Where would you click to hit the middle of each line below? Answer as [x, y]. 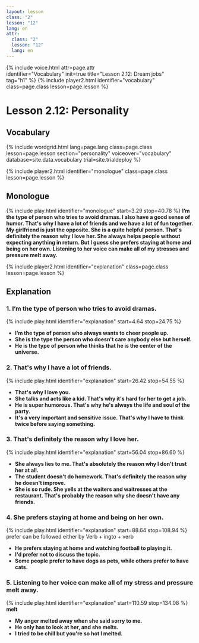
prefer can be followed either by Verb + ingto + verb [70, 537]
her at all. [26, 470]
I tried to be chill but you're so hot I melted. [69, 633]
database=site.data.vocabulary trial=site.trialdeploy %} [74, 159]
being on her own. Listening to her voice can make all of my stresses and [97, 249]
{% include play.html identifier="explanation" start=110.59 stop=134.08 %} [97, 603]
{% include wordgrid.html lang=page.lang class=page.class [79, 147]
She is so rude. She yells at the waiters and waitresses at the [91, 489]
